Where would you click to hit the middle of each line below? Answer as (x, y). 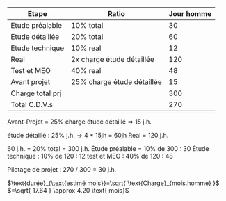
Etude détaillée (35, 37)
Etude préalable (37, 25)
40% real (86, 71)
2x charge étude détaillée (112, 59)
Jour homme (190, 14)
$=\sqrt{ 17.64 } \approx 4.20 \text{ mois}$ (68, 190)
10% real (86, 48)
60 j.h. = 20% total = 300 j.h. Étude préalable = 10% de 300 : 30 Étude (108, 148)
